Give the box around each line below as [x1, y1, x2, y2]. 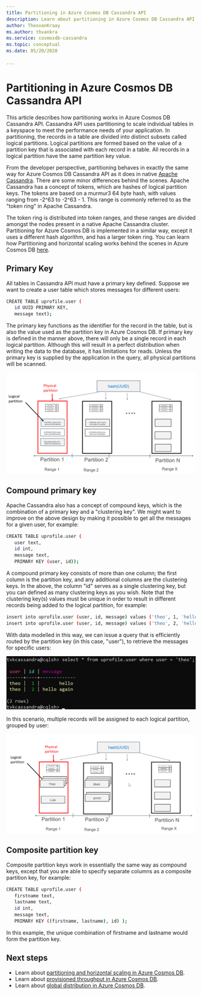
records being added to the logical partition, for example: [6, 602, 147, 609]
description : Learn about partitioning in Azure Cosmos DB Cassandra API [6, 16, 195, 22]
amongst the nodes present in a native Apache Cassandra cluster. [6, 220, 170, 227]
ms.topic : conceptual [6, 42, 61, 48]
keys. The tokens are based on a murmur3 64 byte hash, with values [6, 189, 176, 197]
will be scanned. [6, 361, 47, 368]
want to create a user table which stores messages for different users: [6, 286, 180, 293]
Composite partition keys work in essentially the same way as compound [6, 861, 187, 868]
